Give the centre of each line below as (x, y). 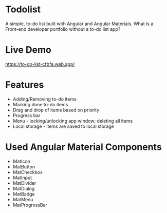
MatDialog (24, 188)
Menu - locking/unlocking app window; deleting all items (73, 121)
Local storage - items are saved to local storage (63, 126)
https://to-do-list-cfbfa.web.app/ (40, 64)
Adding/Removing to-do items (45, 99)
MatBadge (24, 194)
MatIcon (22, 161)
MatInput (22, 178)
